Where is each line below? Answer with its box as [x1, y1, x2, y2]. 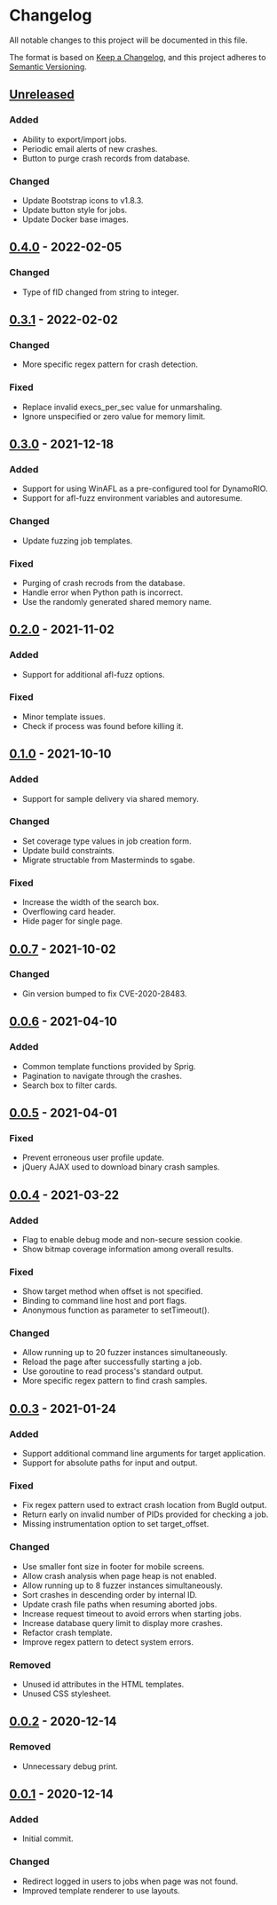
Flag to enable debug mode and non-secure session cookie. [21, 1234, 242, 1244]
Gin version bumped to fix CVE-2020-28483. [21, 988, 187, 999]
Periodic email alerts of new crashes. [21, 143, 158, 154]
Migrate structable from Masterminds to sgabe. [21, 854, 195, 865]
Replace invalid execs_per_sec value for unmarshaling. [21, 401, 223, 412]
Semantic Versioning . [9, 61, 87, 72]
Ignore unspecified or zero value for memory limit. [21, 410, 206, 422]
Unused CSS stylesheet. [21, 1688, 112, 1699]
